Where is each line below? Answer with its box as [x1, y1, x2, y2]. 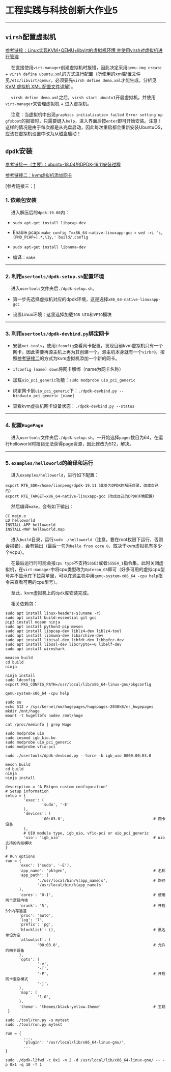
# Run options [5, 854, 36, 859]
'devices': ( [23, 811, 51, 816]
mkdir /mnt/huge [5, 709, 40, 714]
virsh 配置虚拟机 [5, 33, 56, 41]
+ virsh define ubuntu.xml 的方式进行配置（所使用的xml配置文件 [5, 71, 141, 77]
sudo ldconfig [5, 677, 36, 683]
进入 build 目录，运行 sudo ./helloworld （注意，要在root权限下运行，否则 [11, 537, 163, 543]
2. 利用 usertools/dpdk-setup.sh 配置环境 [5, 273, 104, 280]
